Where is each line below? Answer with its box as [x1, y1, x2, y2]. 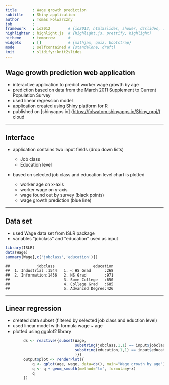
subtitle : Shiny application [5, 12, 75, 17]
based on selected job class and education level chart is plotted [12, 172, 145, 178]
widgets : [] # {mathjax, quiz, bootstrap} [5, 40, 132, 45]
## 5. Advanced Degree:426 [5, 286, 114, 291]
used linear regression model [12, 98, 73, 104]
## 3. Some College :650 [5, 277, 114, 282]
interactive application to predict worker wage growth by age [12, 82, 139, 88]
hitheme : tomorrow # [5, 36, 71, 41]
